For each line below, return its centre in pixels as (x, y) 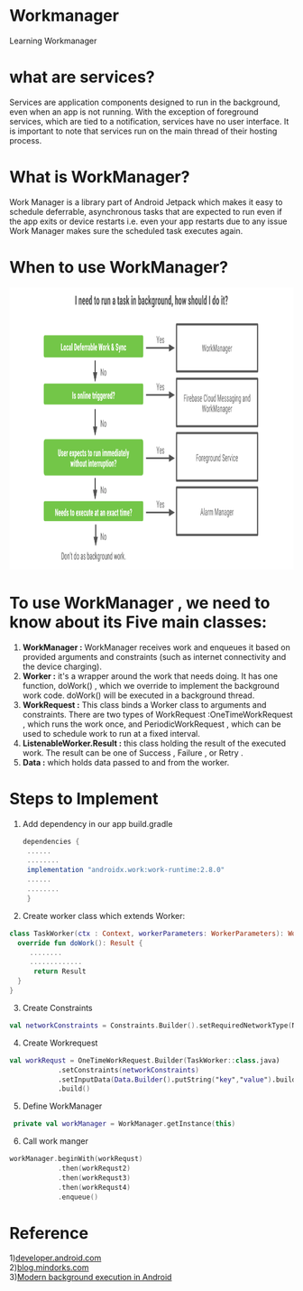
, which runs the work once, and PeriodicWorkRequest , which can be (151, 724)
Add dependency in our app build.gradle (97, 823)
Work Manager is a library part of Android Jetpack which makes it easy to (146, 202)
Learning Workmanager (53, 41)
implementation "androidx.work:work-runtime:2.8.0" (126, 870)
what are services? (82, 77)
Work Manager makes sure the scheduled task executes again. (126, 230)
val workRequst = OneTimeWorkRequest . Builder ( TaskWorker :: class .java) (145, 1060)
